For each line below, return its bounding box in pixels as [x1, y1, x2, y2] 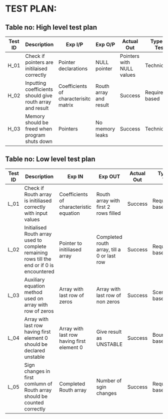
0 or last [96, 252, 116, 259]
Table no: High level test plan [5, 23, 97, 32]
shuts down [24, 138, 52, 145]
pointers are [24, 59, 53, 66]
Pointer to [59, 239, 82, 246]
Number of [96, 377, 122, 384]
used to [24, 236, 42, 243]
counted [24, 399, 44, 406]
